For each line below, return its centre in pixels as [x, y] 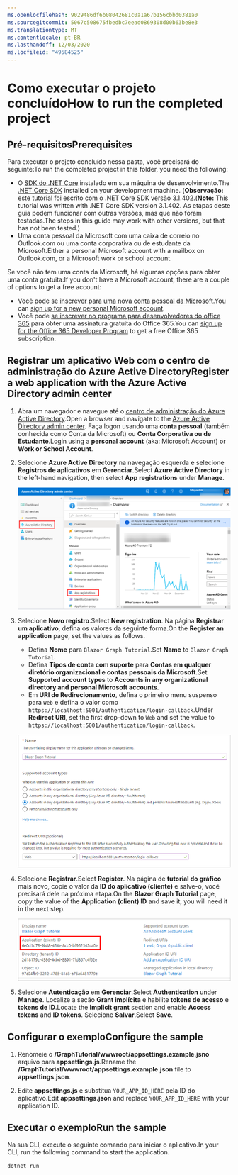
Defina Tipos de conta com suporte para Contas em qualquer [120, 665]
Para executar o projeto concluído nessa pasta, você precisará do [103, 162]
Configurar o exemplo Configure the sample [105, 1037]
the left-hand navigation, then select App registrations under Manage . [121, 477]
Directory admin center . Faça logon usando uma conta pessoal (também [124, 426]
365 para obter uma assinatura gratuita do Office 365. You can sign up [120, 323]
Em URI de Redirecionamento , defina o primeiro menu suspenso [123, 695]
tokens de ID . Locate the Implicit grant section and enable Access [114, 1007]
